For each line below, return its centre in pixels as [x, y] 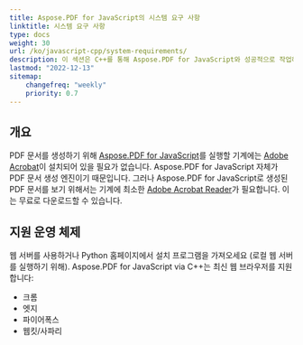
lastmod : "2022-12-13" [52, 69]
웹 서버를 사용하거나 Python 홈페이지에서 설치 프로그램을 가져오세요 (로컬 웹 [143, 256]
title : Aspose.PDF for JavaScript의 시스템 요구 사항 [105, 18]
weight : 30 [30, 43]
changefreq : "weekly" [66, 85]
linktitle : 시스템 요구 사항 [57, 26]
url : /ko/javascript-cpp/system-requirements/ [98, 51]
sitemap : [26, 77]
